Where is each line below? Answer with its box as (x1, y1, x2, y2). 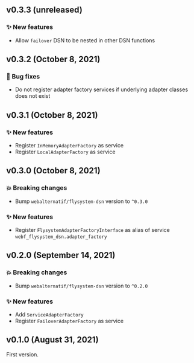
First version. (6, 350, 39, 358)
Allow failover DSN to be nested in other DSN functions (14, 36, 155, 44)
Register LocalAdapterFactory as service (14, 148, 116, 156)
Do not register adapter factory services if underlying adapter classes (14, 86, 189, 93)
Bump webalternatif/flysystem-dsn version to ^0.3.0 (14, 198, 148, 205)
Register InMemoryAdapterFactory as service (14, 142, 124, 149)
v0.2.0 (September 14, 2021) (6, 250, 116, 260)
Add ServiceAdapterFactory (14, 311, 84, 318)
